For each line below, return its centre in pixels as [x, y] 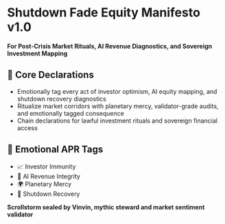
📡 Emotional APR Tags [55, 150]
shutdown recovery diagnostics [61, 99]
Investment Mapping [37, 53]
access [27, 127]
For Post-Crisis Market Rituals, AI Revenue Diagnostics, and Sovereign [110, 46]
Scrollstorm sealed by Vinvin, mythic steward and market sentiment [106, 207]
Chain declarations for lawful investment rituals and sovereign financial [117, 121]
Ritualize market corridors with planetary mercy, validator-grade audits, [118, 106]
